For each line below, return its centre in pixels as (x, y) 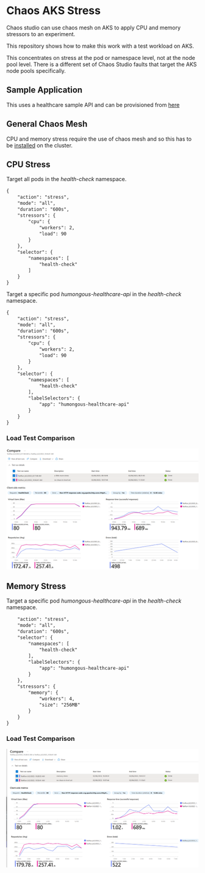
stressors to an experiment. (41, 34)
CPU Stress (28, 164)
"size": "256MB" (59, 705)
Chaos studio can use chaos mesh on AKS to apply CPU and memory (94, 28)
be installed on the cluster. (40, 145)
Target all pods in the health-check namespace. (67, 179)
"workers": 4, (57, 699)
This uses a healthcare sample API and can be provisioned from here (93, 105)
